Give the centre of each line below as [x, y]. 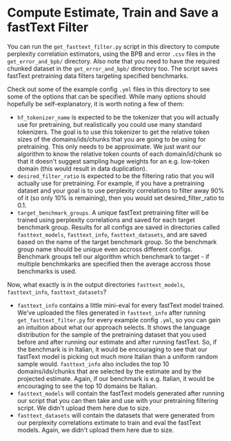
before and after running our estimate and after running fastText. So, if [117, 342]
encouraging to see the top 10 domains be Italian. [87, 386]
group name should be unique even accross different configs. [105, 249]
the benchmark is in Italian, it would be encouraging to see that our [112, 349]
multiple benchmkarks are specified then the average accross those [114, 264]
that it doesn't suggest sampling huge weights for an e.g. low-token [113, 161]
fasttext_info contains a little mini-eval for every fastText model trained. [121, 305]
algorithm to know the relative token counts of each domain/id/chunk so [119, 154]
